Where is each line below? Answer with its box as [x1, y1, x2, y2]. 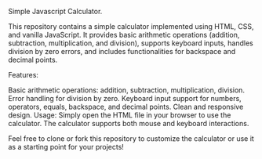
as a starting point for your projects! [8, 143, 124, 151]
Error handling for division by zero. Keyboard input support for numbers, [8, 94, 242, 103]
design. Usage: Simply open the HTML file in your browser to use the [8, 110, 231, 120]
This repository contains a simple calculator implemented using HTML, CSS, [8, 22, 254, 31]
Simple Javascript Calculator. [8, 7, 103, 16]
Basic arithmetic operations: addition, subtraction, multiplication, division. [8, 85, 246, 95]
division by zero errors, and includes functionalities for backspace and [8, 47, 236, 56]
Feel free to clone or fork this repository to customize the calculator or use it [8, 134, 255, 143]
